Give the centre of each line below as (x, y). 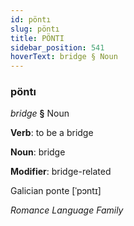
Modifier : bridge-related (61, 172)
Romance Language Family (67, 210)
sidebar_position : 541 (57, 47)
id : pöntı (31, 19)
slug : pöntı (35, 29)
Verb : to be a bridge (52, 133)
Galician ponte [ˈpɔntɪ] (56, 191)
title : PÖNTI (37, 38)
